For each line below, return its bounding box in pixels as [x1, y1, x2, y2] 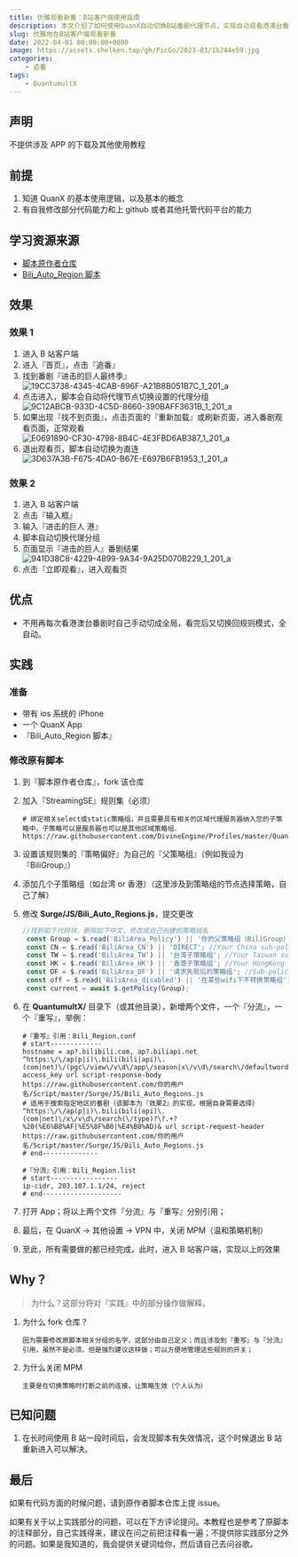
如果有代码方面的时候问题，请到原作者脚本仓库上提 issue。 [9, 1497, 225, 1508]
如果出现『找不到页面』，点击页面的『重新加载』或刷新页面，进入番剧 [21, 411, 275, 422]
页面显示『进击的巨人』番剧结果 [21, 544, 139, 554]
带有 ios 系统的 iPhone [21, 708, 105, 719]
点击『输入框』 [21, 510, 77, 520]
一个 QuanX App [21, 719, 82, 729]
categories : [9, 54, 53, 63]
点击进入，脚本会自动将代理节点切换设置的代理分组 [21, 391, 209, 401]
